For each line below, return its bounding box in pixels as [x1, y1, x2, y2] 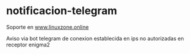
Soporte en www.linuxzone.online [6, 23, 89, 31]
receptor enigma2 [6, 41, 51, 48]
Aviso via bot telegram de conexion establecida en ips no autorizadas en [6, 35, 184, 42]
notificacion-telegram [6, 4, 117, 18]
